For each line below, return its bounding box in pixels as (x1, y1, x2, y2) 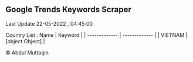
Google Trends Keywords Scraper (5, 5, 131, 15)
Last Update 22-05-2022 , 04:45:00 (5, 20, 93, 27)
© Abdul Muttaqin (5, 49, 49, 56)
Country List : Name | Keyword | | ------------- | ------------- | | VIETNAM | (5, 32, 188, 39)
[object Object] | (5, 37, 45, 44)
